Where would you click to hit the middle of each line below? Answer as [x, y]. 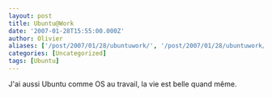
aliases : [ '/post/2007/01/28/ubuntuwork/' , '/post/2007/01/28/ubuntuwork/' [139, 46]
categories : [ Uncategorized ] [57, 53]
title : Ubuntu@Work [41, 23]
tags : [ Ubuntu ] [34, 61]
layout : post [30, 16]
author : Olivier [36, 38]
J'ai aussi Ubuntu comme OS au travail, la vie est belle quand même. [123, 84]
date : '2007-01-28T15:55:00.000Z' [67, 31]
